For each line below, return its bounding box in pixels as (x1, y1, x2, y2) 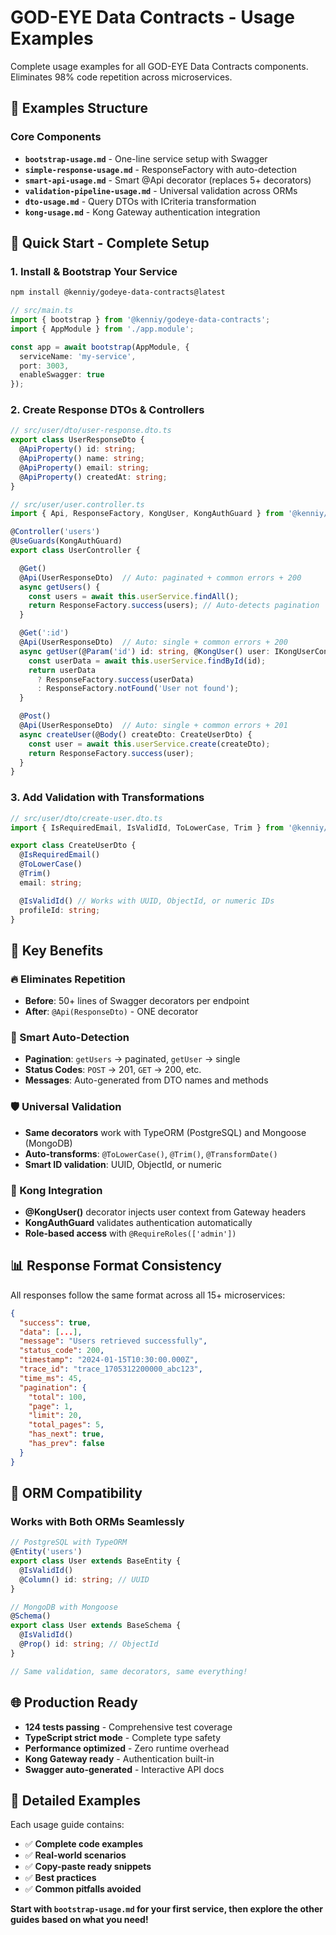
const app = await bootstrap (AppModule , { (10, 342, 190, 352)
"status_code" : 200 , (19, 1346, 105, 1356)
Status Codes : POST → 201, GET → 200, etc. (24, 1064, 202, 1076)
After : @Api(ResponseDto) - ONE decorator (24, 1006, 199, 1018)
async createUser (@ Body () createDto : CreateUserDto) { (19, 729, 253, 740)
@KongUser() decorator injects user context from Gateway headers (24, 1206, 307, 1218)
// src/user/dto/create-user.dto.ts (10, 813, 163, 823)
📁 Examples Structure (10, 100, 148, 117)
